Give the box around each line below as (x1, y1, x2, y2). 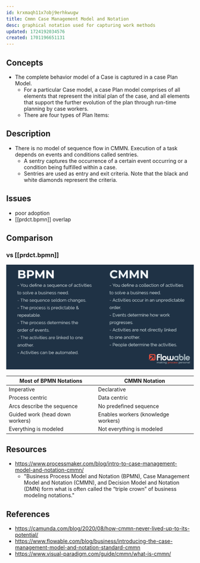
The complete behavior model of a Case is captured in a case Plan (14, 73, 178, 81)
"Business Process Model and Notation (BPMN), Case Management (23, 473, 190, 480)
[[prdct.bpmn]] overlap (14, 215, 71, 223)
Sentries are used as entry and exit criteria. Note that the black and (23, 170, 189, 177)
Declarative (98, 386, 126, 393)
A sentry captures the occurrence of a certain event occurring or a (23, 157, 187, 164)
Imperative (8, 386, 35, 393)
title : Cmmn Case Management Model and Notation (6, 16, 129, 22)
